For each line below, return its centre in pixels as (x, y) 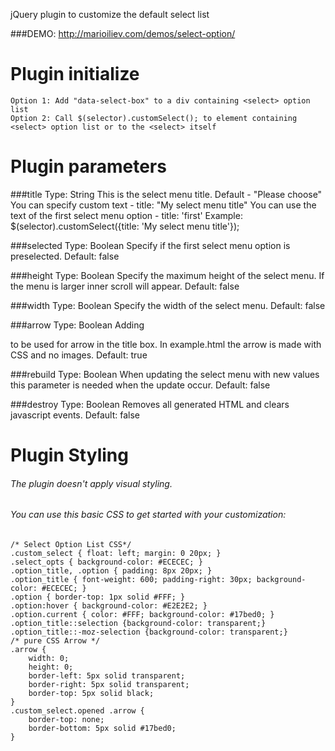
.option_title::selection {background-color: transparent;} (138, 623)
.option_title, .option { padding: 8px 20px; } (111, 570)
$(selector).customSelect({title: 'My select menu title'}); (125, 226)
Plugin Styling (69, 455)
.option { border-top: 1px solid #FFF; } (98, 597)
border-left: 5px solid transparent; (107, 675)
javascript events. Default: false (75, 415)
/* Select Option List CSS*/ (71, 544)
